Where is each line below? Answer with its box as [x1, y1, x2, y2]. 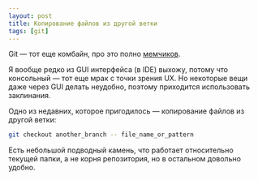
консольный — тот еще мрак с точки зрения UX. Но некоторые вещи [8, 74, 248, 84]
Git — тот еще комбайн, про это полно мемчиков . [8, 49, 181, 59]
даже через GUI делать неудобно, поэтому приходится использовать [8, 82, 250, 92]
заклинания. [8, 91, 51, 101]
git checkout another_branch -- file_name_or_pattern [8, 131, 195, 139]
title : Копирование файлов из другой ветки [8, 19, 158, 28]
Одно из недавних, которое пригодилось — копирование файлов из [8, 106, 245, 116]
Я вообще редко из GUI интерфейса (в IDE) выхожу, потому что [8, 65, 229, 75]
